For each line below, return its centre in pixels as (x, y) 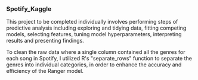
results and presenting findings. (45, 41)
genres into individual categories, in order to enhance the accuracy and (94, 65)
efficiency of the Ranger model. (45, 71)
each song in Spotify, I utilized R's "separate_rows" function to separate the (99, 59)
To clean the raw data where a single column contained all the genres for (96, 52)
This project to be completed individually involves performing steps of (92, 22)
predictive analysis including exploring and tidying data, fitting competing (96, 28)
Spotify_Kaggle (29, 9)
